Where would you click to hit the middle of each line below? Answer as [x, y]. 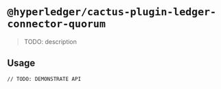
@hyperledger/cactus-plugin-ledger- [112, 12]
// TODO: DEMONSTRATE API [44, 79]
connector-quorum [57, 24]
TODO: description [50, 41]
